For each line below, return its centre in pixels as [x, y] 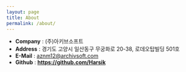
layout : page [23, 12]
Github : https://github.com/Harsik [60, 62]
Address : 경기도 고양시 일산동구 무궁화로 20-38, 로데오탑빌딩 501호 [97, 49]
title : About [23, 18]
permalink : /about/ [31, 23]
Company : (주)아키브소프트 [49, 41]
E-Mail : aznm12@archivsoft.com [57, 56]
